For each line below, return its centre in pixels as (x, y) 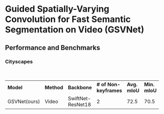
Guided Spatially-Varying (57, 9)
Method (54, 87)
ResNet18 (80, 104)
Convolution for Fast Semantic (68, 19)
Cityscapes (19, 61)
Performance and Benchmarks (53, 47)
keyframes (110, 90)
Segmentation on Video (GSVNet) (75, 30)
